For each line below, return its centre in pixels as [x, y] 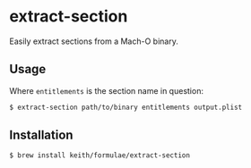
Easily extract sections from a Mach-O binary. [94, 41]
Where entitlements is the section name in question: [107, 90]
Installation [41, 135]
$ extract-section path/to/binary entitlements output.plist [126, 107]
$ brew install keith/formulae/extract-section [100, 155]
